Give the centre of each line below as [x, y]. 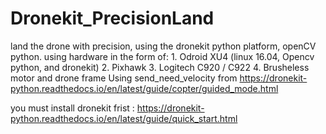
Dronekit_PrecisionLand [112, 18]
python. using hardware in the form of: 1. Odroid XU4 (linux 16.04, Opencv [162, 56]
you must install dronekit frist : [72, 108]
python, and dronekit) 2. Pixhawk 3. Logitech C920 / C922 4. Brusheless [160, 67]
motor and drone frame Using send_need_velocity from [124, 78]
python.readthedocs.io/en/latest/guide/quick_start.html [124, 118]
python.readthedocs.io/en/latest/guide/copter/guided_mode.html [144, 88]
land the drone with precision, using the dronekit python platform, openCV [163, 46]
